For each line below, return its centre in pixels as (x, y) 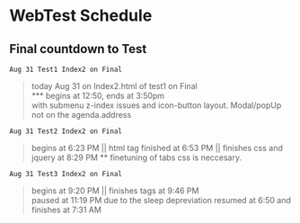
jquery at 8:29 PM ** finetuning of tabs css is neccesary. (137, 157)
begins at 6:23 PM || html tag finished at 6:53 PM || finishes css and (157, 148)
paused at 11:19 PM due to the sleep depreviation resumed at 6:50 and (161, 200)
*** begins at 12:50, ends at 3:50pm (97, 96)
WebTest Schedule (81, 16)
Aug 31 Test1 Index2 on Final (66, 69)
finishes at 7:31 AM (66, 210)
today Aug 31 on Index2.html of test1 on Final (114, 86)
